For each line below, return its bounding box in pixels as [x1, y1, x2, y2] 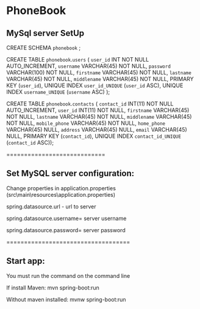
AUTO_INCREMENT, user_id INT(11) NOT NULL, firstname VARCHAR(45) [6, 107, 190, 113]
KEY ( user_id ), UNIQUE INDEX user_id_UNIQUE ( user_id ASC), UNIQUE [6, 82, 184, 89]
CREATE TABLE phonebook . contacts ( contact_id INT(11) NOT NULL [6, 100, 174, 107]
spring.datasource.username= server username [6, 215, 127, 222]
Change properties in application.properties [6, 184, 116, 192]
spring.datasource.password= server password [6, 226, 126, 233]
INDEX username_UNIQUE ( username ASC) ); [6, 88, 110, 95]
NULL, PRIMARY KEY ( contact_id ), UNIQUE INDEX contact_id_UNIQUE [6, 132, 182, 140]
